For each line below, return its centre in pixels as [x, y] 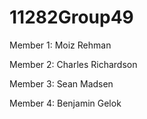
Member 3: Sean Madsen [61, 83]
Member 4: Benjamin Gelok [65, 103]
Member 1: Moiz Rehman [60, 45]
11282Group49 [71, 17]
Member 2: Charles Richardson [73, 64]
